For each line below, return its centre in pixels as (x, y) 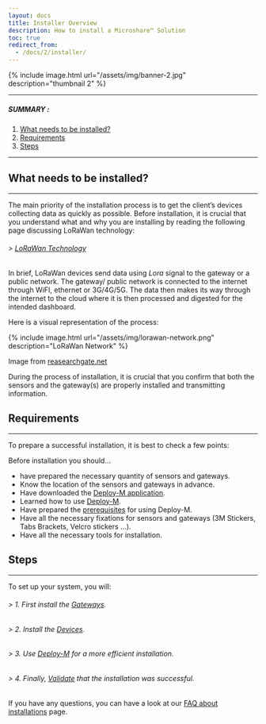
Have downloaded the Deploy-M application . (93, 492)
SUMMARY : (29, 109)
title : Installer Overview (53, 23)
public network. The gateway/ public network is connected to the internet (128, 281)
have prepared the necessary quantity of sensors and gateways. (125, 476)
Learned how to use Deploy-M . (70, 501)
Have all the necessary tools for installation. (91, 535)
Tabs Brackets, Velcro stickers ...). (75, 526)
